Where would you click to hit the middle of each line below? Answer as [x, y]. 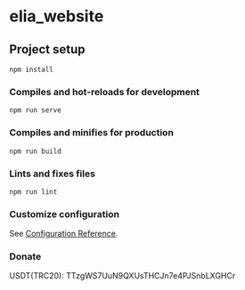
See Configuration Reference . [64, 234]
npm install [31, 69]
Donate [25, 257]
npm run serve [36, 110]
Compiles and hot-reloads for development [105, 92]
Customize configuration [65, 213]
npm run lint [33, 192]
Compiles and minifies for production [91, 133]
